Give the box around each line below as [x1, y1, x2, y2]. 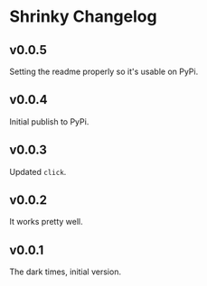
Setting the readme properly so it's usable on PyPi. [9, 66, 199, 77]
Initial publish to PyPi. [9, 115, 89, 127]
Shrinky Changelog [9, 6, 157, 27]
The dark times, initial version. [9, 266, 122, 277]
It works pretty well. [9, 217, 83, 227]
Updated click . [9, 166, 67, 177]
